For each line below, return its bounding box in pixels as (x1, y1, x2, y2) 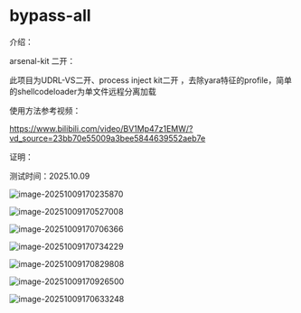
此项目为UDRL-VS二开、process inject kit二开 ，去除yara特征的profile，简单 (9, 74, 292, 86)
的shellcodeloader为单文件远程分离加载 (9, 86, 156, 97)
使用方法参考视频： (9, 105, 81, 115)
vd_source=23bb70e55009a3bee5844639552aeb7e (9, 133, 206, 143)
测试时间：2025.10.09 (9, 170, 90, 181)
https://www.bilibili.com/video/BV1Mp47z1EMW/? (9, 123, 193, 133)
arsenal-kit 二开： (9, 55, 76, 66)
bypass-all (9, 5, 92, 26)
